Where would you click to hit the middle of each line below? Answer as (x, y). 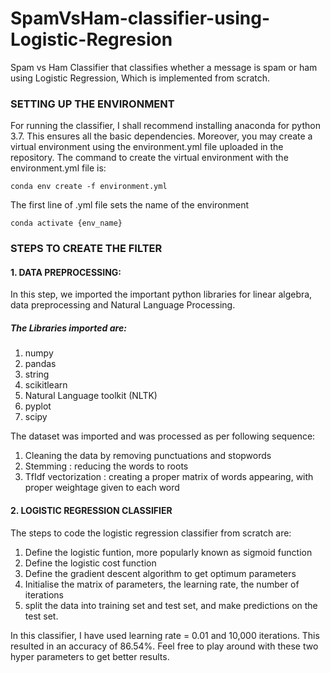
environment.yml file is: (58, 168)
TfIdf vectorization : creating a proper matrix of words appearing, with (169, 477)
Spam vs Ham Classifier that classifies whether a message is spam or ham (164, 67)
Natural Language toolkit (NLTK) (91, 396)
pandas (40, 364)
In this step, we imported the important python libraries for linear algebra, (161, 294)
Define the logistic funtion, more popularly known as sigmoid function (168, 552)
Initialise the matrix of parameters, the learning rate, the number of (162, 584)
